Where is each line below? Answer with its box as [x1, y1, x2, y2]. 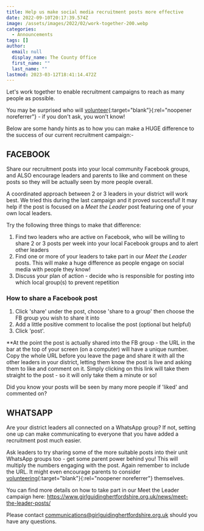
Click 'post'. [15, 328, 45, 335]
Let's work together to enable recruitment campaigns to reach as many [6, 88, 185, 95]
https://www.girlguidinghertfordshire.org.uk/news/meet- [46, 493, 189, 500]
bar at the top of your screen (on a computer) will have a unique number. [6, 346, 189, 353]
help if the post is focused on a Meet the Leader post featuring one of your [6, 203, 194, 211]
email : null [12, 49, 43, 55]
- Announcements [12, 32, 53, 38]
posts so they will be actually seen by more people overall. [6, 178, 153, 186]
